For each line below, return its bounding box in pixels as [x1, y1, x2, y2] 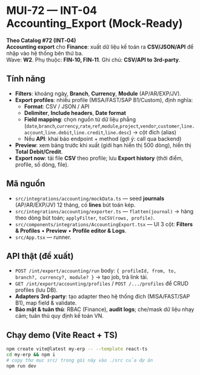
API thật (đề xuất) [6, 250, 74, 261]
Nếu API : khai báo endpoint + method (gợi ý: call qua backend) [24, 135, 182, 142]
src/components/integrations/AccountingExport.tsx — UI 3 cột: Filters [15, 220, 193, 228]
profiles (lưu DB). [15, 286, 58, 294]
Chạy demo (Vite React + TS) [6, 329, 118, 340]
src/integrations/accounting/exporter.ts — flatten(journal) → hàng [15, 207, 194, 215]
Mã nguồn [6, 179, 45, 189]
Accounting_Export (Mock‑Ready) [6, 16, 183, 30]
